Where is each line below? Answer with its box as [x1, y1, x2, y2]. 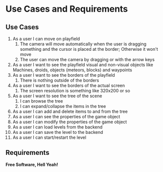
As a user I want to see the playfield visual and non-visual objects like [12, 62, 153, 67]
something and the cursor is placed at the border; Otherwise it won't [20, 46, 158, 52]
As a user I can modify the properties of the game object [12, 119, 127, 125]
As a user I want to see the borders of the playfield [12, 72, 116, 78]
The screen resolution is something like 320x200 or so [20, 88, 130, 93]
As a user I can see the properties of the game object [12, 114, 120, 119]
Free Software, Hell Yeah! [5, 161, 58, 167]
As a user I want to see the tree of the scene [12, 93, 102, 99]
